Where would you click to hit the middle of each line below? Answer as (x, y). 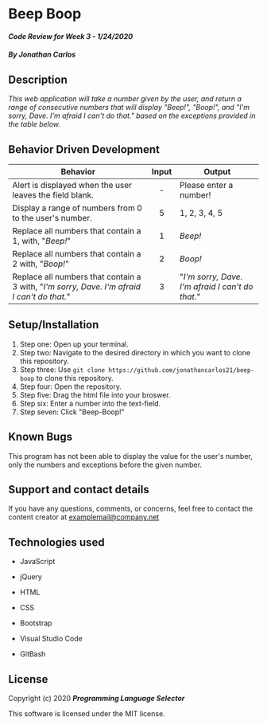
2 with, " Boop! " (41, 264)
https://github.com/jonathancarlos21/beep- (182, 370)
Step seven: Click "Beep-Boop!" (72, 412)
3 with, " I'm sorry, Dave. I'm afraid (77, 286)
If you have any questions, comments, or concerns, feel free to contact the (130, 509)
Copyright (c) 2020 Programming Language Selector (97, 699)
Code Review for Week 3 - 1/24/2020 (71, 36)
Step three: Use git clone (62, 369)
